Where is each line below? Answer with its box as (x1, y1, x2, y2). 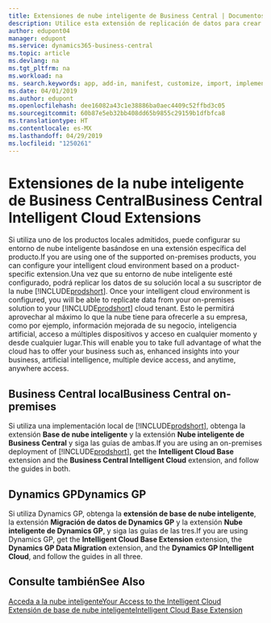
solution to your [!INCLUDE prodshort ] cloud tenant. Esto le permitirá (8, 303, 235, 313)
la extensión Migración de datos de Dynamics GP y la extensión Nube (8, 517, 244, 527)
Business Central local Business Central (8, 387, 211, 400)
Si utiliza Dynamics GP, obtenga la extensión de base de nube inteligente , (8, 509, 256, 519)
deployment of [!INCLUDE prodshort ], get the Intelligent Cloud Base (8, 447, 234, 457)
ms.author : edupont (8, 94, 74, 102)
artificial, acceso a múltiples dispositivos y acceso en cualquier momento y (8, 329, 258, 339)
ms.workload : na (8, 72, 63, 80)
